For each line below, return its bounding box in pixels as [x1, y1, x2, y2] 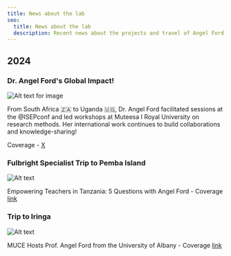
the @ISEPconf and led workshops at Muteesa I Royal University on [7, 112, 199, 121]
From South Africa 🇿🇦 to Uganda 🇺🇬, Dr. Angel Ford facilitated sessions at [7, 104, 223, 113]
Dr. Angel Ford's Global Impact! [7, 75, 114, 85]
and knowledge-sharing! [7, 127, 77, 136]
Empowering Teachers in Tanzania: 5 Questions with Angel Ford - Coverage [7, 188, 223, 196]
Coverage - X [7, 140, 46, 149]
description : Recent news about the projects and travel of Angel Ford [13, 29, 225, 37]
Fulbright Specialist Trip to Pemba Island [7, 158, 147, 167]
